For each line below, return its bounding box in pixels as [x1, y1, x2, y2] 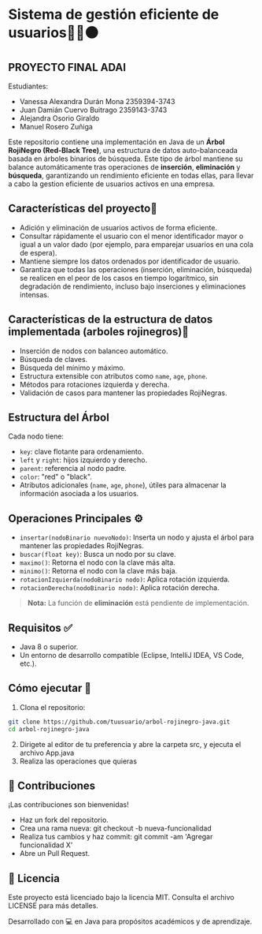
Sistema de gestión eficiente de [8, 6, 220, 24]
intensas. [19, 290, 50, 299]
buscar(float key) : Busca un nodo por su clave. [19, 550, 176, 559]
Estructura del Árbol [8, 411, 110, 424]
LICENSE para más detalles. [8, 901, 98, 910]
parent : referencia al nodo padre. [19, 464, 127, 473]
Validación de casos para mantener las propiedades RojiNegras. [19, 388, 227, 398]
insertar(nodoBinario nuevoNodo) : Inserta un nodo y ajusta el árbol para [19, 532, 254, 542]
